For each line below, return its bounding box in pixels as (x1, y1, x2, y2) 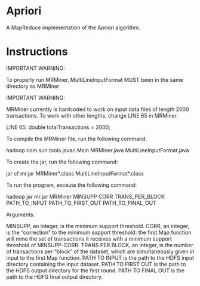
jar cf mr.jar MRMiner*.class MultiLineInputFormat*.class (6, 170, 144, 177)
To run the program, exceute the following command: (6, 181, 137, 189)
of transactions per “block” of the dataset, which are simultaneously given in (6, 248, 195, 255)
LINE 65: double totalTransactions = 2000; (6, 124, 110, 131)
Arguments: (6, 211, 35, 218)
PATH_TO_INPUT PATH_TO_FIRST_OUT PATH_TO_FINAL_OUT (6, 199, 157, 207)
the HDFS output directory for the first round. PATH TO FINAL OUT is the (6, 267, 185, 274)
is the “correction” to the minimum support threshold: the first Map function (6, 229, 192, 236)
